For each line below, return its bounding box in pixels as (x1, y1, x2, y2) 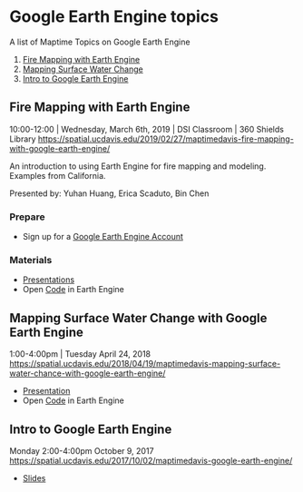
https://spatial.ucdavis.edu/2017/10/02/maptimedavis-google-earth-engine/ (9, 455, 293, 466)
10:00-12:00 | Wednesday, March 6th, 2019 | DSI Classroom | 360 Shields (9, 123, 284, 134)
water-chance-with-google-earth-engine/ (9, 368, 166, 379)
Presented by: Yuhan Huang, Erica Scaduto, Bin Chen (9, 188, 210, 199)
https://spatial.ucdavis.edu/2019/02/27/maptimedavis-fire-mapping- (37, 133, 295, 144)
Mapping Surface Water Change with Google (9, 310, 268, 326)
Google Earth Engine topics (9, 6, 220, 27)
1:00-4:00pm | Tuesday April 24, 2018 (9, 349, 151, 359)
